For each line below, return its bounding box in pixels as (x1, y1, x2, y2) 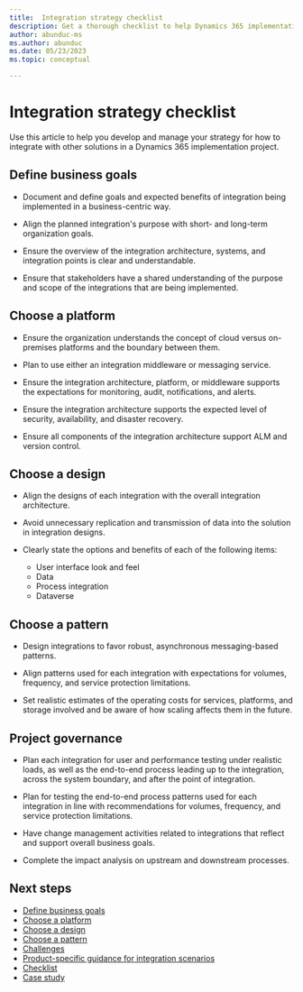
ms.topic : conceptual (9, 55, 91, 64)
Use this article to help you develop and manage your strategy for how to (9, 132, 281, 142)
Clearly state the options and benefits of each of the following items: (22, 545, 278, 556)
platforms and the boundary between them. (59, 342, 221, 353)
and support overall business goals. (22, 838, 155, 848)
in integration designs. (22, 527, 106, 537)
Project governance (9, 730, 124, 746)
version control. (22, 440, 81, 451)
